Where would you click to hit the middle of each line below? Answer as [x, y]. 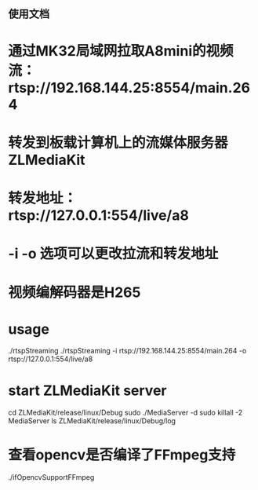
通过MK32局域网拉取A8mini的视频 [121, 51]
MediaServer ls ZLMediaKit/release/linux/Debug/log [92, 421]
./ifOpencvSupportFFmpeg [51, 477]
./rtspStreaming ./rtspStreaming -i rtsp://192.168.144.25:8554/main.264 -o [127, 351]
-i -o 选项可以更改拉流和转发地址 [113, 254]
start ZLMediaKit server [87, 391]
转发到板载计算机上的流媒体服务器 [118, 143]
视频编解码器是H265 [74, 293]
